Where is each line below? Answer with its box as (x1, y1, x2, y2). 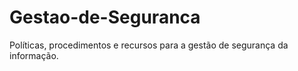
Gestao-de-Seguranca (9, 6, 201, 29)
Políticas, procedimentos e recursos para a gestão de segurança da (9, 39, 289, 51)
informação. (9, 49, 59, 61)
